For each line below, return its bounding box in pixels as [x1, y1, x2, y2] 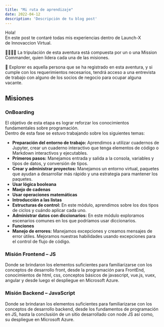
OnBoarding [5, 109, 34, 116]
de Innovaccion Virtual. [5, 40, 52, 46]
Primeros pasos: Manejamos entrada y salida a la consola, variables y [12, 155, 154, 162]
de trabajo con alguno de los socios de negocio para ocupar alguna [5, 74, 141, 81]
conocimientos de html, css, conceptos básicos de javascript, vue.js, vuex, [5, 272, 156, 278]
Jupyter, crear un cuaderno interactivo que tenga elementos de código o [12, 145, 159, 151]
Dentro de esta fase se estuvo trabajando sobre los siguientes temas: [5, 130, 145, 136]
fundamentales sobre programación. [5, 125, 79, 131]
